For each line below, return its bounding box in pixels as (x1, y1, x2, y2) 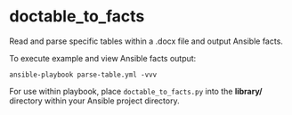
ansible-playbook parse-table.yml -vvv (9, 70, 158, 79)
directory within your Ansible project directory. (9, 95, 180, 106)
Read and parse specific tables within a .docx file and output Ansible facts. (9, 36, 283, 46)
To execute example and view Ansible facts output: (9, 53, 197, 63)
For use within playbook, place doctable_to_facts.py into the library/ (9, 86, 263, 96)
